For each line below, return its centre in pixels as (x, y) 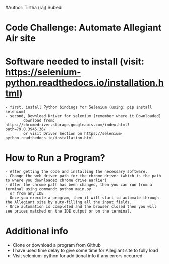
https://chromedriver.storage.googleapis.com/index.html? (67, 125)
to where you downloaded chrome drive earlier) (56, 180)
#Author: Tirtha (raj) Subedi (34, 7)
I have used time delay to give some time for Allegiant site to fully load (85, 250)
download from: (39, 121)
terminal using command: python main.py (48, 189)
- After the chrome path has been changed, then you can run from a (79, 185)
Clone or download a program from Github (57, 245)
